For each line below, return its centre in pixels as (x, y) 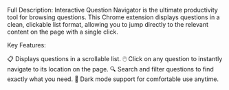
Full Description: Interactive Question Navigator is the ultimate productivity (112, 10)
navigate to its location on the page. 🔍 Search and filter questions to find (111, 69)
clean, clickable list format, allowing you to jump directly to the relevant (108, 24)
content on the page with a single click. (63, 32)
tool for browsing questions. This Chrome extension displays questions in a (113, 17)
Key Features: (26, 45)
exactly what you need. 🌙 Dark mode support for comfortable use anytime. (113, 79)
